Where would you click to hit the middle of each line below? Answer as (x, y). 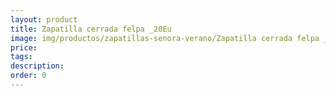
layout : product (44, 19)
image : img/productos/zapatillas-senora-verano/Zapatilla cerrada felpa (165, 38)
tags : (21, 57)
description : (37, 66)
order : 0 (28, 76)
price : (24, 47)
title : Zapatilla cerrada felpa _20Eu (91, 29)
